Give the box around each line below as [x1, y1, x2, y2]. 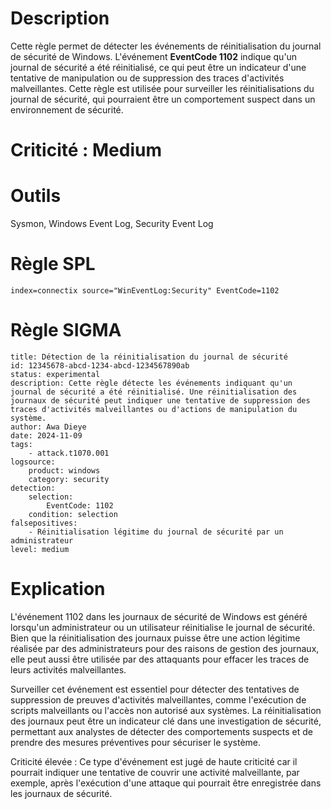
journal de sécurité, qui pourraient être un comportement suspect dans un [10, 93, 316, 105]
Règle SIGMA [10, 319, 122, 342]
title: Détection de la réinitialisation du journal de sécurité [10, 352, 288, 362]
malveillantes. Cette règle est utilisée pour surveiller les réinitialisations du [10, 82, 315, 94]
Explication [10, 578, 106, 601]
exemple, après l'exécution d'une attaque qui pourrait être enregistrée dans [10, 777, 322, 789]
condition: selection [28, 509, 118, 519]
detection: [10, 483, 56, 493]
